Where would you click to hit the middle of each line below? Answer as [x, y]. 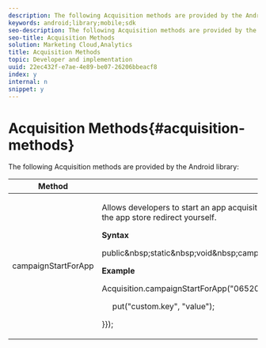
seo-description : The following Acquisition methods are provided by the [133, 30]
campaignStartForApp [53, 266]
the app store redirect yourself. [159, 217]
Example [118, 271]
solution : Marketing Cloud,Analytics [70, 45]
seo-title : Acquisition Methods [61, 38]
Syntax [115, 236]
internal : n [28, 81]
